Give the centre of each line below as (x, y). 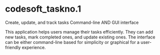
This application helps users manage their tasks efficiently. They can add (79, 32)
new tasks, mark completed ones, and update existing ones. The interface (80, 37)
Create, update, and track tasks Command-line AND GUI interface (72, 22)
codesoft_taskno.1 (43, 9)
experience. (34, 47)
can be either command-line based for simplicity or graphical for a (72, 42)
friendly (13, 47)
